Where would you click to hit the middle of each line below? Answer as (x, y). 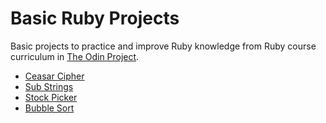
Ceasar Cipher (54, 76)
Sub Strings (49, 86)
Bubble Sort (49, 108)
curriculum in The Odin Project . (75, 56)
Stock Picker (51, 97)
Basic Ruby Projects (95, 18)
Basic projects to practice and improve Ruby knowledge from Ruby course (163, 46)
